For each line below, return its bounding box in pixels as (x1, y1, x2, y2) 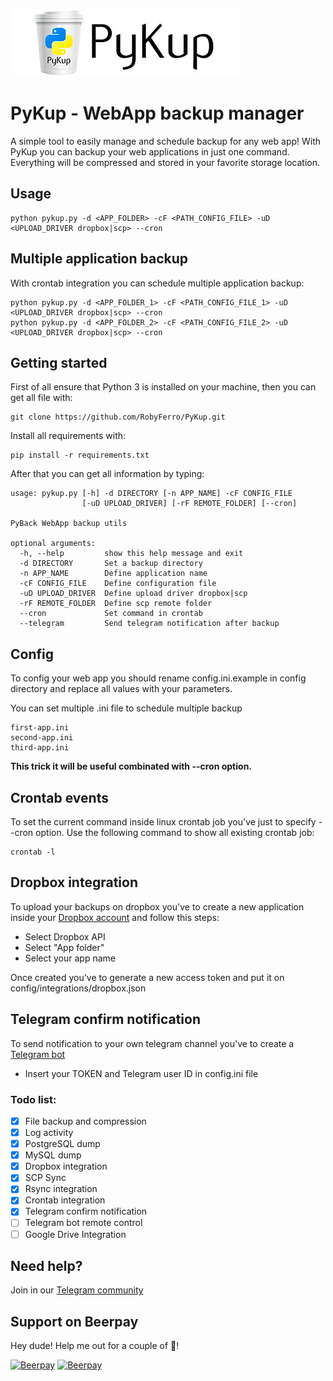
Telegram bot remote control (24, 1217, 143, 1229)
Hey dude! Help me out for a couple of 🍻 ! (10, 1340, 180, 1352)
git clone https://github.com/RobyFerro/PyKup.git (10, 412, 226, 423)
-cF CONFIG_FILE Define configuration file (19, 579, 217, 589)
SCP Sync (24, 1172, 67, 1184)
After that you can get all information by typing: (10, 468, 205, 480)
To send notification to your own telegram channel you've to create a (10, 1037, 295, 1049)
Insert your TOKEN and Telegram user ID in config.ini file (24, 1067, 259, 1079)
